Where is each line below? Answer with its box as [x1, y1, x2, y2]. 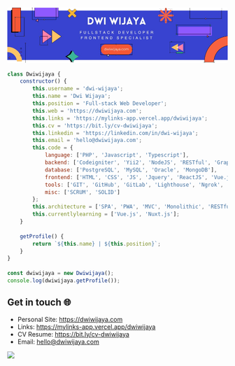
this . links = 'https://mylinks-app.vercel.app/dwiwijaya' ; [32, 115, 208, 122]
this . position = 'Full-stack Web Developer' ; [32, 100, 168, 107]
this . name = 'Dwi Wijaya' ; [32, 92, 111, 100]
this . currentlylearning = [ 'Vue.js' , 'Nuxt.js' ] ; [32, 211, 180, 218]
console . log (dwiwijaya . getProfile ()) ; [7, 277, 120, 284]
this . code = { [32, 144, 73, 151]
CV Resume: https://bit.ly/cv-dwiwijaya [17, 330, 129, 338]
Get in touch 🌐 [7, 297, 71, 309]
